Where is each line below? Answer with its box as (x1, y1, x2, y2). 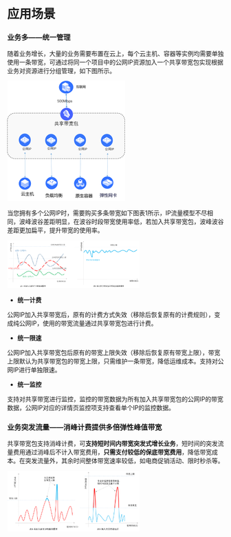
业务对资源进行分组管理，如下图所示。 (7, 67, 115, 75)
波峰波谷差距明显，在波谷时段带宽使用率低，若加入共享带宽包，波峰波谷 (19, 218, 224, 226)
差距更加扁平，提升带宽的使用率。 (7, 226, 104, 234)
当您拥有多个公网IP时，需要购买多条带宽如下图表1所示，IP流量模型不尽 (7, 209, 208, 217)
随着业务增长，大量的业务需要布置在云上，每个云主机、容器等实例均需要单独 (7, 50, 224, 58)
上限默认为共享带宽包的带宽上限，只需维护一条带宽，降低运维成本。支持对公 (7, 357, 224, 365)
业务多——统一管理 (7, 32, 71, 42)
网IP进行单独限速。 (7, 366, 61, 374)
